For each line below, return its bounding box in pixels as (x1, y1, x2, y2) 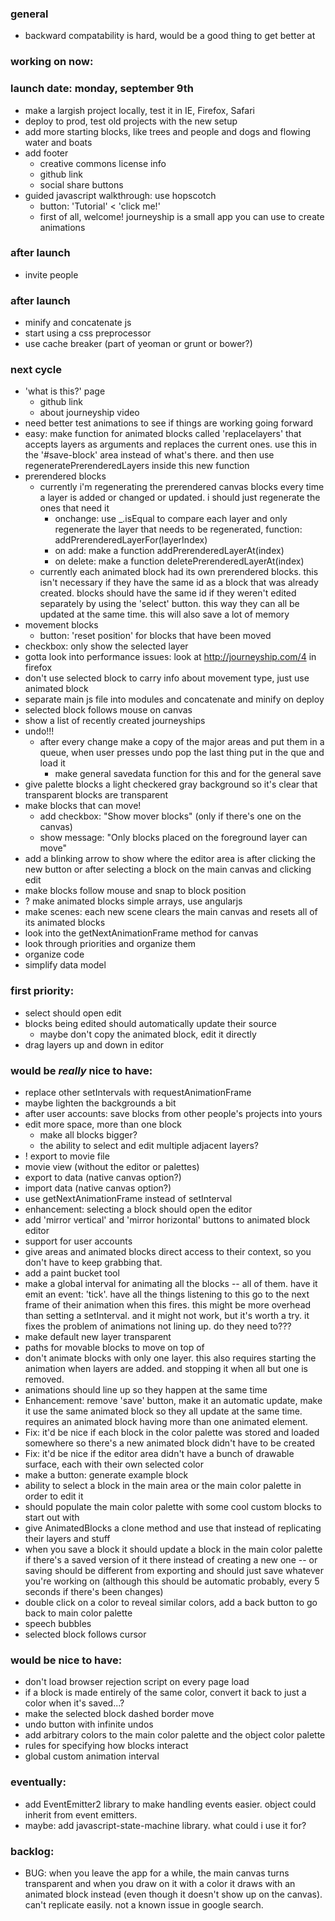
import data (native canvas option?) (24, 1182, 172, 1194)
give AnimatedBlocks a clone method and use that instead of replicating (24, 1522, 322, 1534)
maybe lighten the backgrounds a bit (24, 1097, 177, 1109)
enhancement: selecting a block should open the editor (24, 1203, 253, 1215)
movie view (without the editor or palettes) (24, 1161, 200, 1172)
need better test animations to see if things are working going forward (24, 417, 314, 429)
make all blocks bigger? (39, 1129, 138, 1141)
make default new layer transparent (24, 1331, 172, 1342)
